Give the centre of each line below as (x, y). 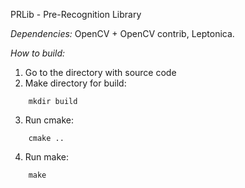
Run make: (46, 157)
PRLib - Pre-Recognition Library (76, 14)
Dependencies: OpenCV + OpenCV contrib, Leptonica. (122, 33)
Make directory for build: (75, 83)
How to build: (38, 53)
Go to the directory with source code (100, 72)
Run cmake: (49, 120)
